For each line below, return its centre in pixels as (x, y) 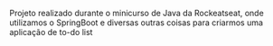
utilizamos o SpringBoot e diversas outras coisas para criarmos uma (136, 23)
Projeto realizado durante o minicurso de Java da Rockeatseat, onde (136, 13)
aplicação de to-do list (51, 32)
